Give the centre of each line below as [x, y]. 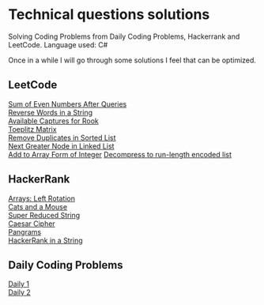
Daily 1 [19, 284]
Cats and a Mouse [38, 206]
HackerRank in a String [45, 240]
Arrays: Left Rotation [41, 198]
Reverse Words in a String [51, 112]
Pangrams [25, 232]
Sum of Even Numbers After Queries [68, 104]
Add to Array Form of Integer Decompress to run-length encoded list [120, 154]
